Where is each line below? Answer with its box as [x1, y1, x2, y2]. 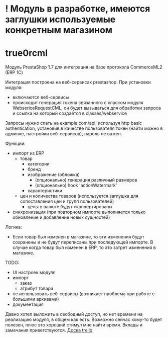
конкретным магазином [5, 25, 113, 36]
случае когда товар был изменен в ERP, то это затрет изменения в [12, 244, 156, 250]
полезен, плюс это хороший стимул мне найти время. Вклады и [5, 322, 143, 328]
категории [27, 161, 50, 167]
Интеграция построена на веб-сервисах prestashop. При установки [5, 79, 151, 86]
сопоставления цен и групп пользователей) [20, 198, 114, 204]
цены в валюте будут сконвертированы [27, 204, 113, 210]
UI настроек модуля [12, 270, 56, 276]
